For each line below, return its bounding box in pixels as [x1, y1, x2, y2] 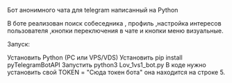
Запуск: [7, 40, 30, 48]
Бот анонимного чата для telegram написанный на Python [7, 6, 179, 14]
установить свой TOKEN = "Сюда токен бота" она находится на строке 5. [7, 68, 226, 76]
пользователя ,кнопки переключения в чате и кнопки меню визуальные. [7, 27, 224, 35]
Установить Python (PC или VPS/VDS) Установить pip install [7, 53, 183, 62]
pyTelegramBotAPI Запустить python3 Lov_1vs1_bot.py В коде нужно [7, 61, 206, 68]
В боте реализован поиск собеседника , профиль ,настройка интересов [7, 19, 222, 27]
